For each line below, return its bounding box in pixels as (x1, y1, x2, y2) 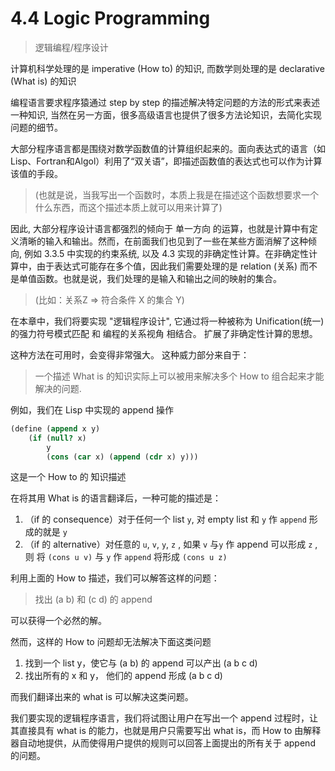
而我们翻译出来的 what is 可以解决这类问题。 (10, 691, 194, 703)
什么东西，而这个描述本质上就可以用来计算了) (34, 201, 223, 213)
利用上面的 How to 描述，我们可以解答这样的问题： (10, 572, 220, 584)
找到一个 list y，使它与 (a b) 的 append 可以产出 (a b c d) (24, 657, 258, 669)
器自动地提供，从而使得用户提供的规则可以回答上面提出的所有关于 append (10, 737, 316, 749)
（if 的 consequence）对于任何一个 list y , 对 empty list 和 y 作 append (24, 513, 307, 526)
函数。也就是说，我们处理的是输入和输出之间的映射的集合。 (36, 272, 282, 284)
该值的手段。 (10, 167, 63, 179)
